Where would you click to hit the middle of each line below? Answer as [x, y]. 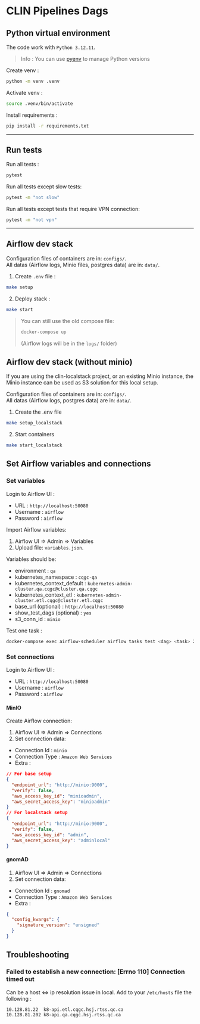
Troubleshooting [38, 955]
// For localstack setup [37, 813]
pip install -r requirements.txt [48, 126]
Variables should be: [31, 559]
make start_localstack [34, 445]
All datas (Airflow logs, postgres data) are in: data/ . [69, 401]
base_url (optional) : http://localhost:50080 [69, 606]
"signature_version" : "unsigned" [58, 925]
